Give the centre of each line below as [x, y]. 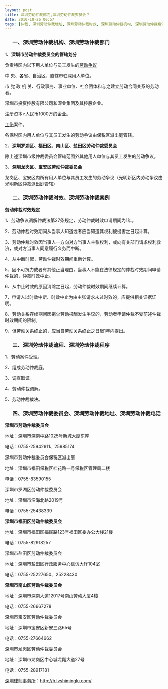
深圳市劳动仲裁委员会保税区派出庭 [40, 457]
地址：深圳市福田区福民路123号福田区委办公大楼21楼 [59, 532]
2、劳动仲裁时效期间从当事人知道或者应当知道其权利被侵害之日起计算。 [79, 231]
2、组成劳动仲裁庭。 [26, 368]
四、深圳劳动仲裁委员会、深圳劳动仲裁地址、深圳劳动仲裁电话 [87, 414]
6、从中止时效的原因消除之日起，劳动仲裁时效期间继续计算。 [68, 286]
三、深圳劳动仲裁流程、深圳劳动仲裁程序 [61, 345]
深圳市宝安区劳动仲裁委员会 [34, 617]
